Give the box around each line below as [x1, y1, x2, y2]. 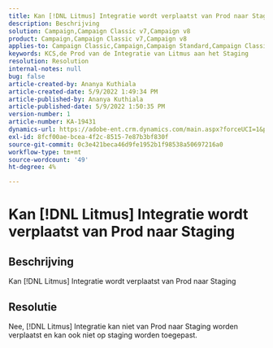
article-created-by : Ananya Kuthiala [8, 80, 136, 88]
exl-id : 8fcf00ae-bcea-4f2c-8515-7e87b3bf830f [8, 133, 169, 141]
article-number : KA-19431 [8, 118, 96, 126]
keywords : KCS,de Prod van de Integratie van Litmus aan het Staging [8, 50, 249, 58]
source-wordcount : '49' [8, 155, 89, 163]
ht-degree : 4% [8, 163, 57, 172]
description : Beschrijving [8, 20, 100, 28]
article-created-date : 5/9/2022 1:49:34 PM [8, 87, 158, 96]
